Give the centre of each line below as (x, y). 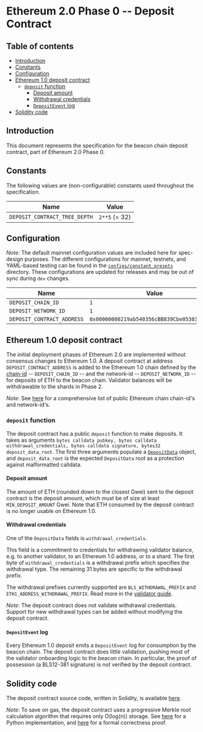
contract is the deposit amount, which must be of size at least (83, 498)
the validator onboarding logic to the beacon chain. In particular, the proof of (101, 658)
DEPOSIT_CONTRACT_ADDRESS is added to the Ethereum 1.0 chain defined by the (101, 368)
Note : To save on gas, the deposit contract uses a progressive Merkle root (99, 710)
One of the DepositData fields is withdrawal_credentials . (77, 538)
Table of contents (40, 46)
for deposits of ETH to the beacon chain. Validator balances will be (89, 380)
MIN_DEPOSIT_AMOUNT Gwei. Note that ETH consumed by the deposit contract (100, 504)
